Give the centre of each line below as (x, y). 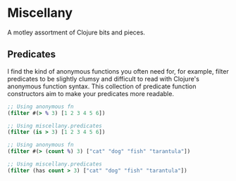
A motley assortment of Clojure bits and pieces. (76, 32)
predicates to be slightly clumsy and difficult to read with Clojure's (103, 79)
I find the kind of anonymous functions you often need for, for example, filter (118, 71)
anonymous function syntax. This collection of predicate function (102, 86)
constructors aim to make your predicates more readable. (91, 93)
